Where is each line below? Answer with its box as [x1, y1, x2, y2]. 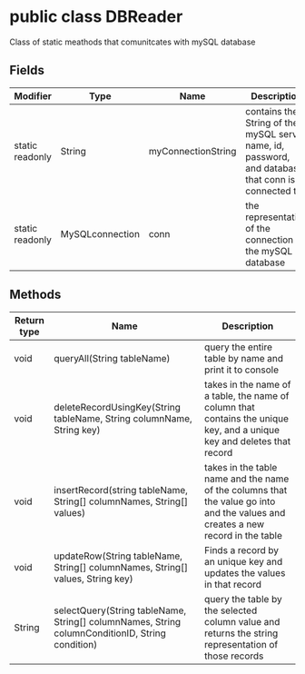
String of [244, 116, 283, 129]
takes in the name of [203, 378, 291, 391]
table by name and [203, 352, 284, 364]
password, [244, 150, 290, 163]
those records [203, 649, 264, 662]
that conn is [244, 173, 296, 185]
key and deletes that [203, 434, 291, 447]
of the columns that [203, 483, 288, 496]
